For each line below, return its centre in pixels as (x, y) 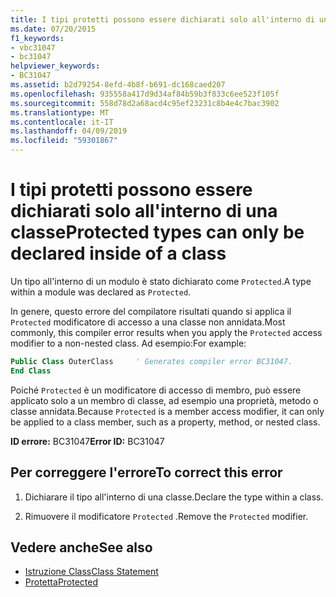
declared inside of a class (118, 253)
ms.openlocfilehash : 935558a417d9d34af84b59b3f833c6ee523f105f (145, 94)
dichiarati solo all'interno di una (144, 211)
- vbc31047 (33, 47)
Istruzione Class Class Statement (91, 572)
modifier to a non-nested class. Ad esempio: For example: (128, 343)
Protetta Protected (61, 582)
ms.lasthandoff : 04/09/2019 (69, 131)
